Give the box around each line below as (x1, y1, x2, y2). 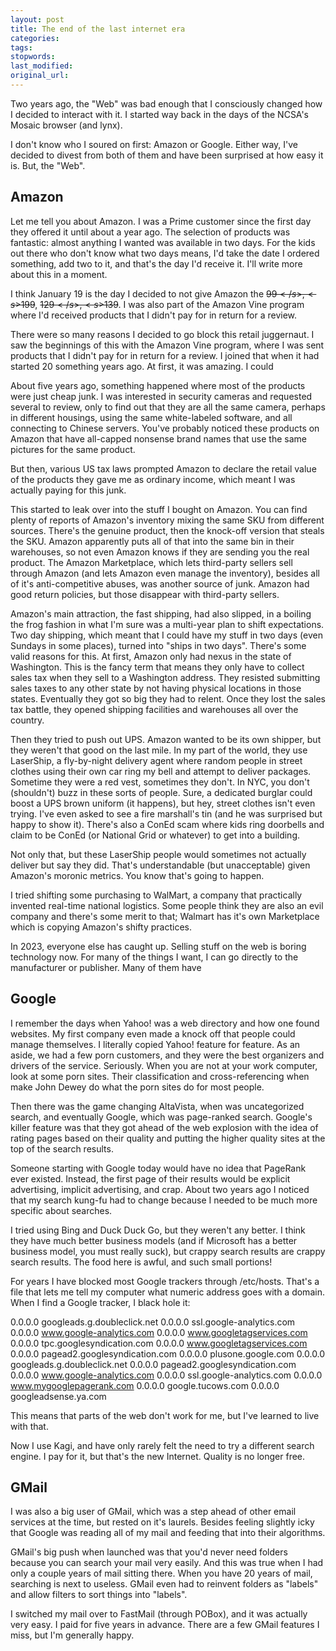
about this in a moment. (10, 268, 108, 280)
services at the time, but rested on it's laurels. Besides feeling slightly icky (10, 1516, 315, 1528)
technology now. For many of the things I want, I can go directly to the (10, 951, 299, 963)
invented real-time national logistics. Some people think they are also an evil (10, 899, 324, 911)
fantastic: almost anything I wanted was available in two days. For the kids (10, 236, 316, 248)
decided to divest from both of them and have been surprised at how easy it (10, 149, 324, 161)
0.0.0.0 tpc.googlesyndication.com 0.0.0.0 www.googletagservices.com (10, 1337, 308, 1349)
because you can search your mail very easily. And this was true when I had (10, 1557, 324, 1569)
